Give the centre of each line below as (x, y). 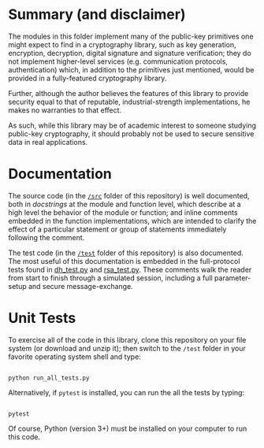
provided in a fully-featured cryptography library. (87, 78)
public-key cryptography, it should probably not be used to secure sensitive (131, 133)
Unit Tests (42, 318)
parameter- (232, 278)
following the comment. (46, 237)
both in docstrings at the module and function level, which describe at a (125, 204)
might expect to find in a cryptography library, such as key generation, (122, 44)
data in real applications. (48, 142)
